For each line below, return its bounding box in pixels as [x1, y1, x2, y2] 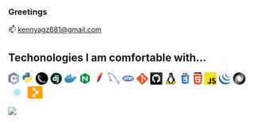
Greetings [8, 6, 48, 17]
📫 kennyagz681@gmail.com [8, 25, 102, 34]
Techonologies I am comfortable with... [8, 51, 207, 64]
